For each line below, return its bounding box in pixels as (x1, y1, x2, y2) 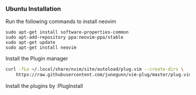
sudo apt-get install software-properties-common (5, 29, 129, 35)
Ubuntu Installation (5, 5, 61, 13)
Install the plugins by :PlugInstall (5, 83, 83, 90)
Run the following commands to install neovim (5, 18, 116, 25)
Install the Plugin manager (5, 55, 68, 62)
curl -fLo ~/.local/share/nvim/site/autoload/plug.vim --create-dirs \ (5, 66, 184, 72)
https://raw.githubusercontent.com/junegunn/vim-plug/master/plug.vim (16, 72, 192, 78)
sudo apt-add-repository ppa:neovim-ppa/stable (5, 35, 124, 40)
